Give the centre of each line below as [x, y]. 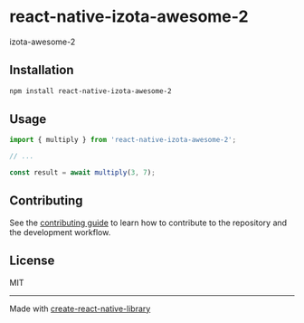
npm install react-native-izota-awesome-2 [90, 91]
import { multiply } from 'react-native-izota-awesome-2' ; [123, 140]
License [32, 261]
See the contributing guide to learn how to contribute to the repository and [148, 223]
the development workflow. [60, 232]
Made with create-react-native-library [80, 309]
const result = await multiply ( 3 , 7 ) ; [82, 173]
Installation [42, 70]
